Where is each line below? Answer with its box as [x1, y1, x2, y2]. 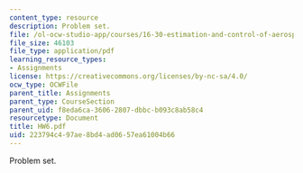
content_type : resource [9, 13, 99, 23]
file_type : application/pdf [9, 47, 115, 56]
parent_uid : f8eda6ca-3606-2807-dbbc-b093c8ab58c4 [9, 105, 204, 114]
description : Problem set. [9, 22, 111, 31]
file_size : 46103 [9, 38, 75, 48]
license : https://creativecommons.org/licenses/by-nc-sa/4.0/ [9, 72, 248, 81]
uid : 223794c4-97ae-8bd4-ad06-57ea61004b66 [9, 131, 176, 140]
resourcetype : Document [9, 114, 99, 123]
